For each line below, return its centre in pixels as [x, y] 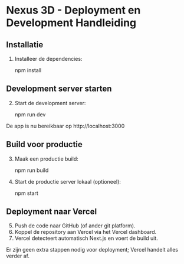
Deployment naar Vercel [52, 212]
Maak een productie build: [46, 159]
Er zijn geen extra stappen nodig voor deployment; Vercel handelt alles [92, 250]
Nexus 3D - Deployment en [73, 10]
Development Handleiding [71, 23]
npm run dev [30, 114]
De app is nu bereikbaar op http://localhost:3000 [65, 126]
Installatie [25, 45]
